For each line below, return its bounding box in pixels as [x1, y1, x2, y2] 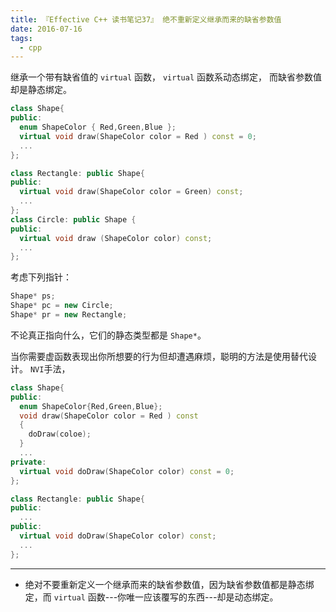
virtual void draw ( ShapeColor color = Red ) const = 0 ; [19, 131, 257, 141]
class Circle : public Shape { [10, 214, 137, 225]
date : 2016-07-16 [10, 24, 83, 34]
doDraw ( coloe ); [28, 429, 92, 440]
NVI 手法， [29, 362, 71, 375]
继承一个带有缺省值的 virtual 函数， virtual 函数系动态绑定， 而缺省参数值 [10, 71, 322, 83]
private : [10, 457, 47, 467]
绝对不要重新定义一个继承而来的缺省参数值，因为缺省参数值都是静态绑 [24, 578, 315, 590]
